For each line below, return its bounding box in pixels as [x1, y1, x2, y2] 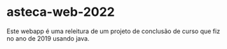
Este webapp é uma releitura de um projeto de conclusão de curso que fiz [6, 27, 221, 35]
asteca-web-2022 [6, 4, 115, 20]
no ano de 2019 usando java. [6, 34, 90, 42]
